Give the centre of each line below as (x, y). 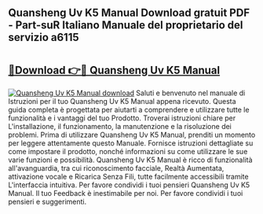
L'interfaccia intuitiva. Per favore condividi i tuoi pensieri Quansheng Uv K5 (129, 185)
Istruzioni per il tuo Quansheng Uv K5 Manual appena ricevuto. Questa (122, 101)
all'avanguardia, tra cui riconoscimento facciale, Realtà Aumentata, (116, 168)
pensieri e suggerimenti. (47, 201)
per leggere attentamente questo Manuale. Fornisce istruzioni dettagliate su (131, 143)
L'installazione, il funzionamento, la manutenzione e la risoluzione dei (120, 126)
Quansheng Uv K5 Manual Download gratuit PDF (129, 13)
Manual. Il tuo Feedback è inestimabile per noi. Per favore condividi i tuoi (126, 193)
